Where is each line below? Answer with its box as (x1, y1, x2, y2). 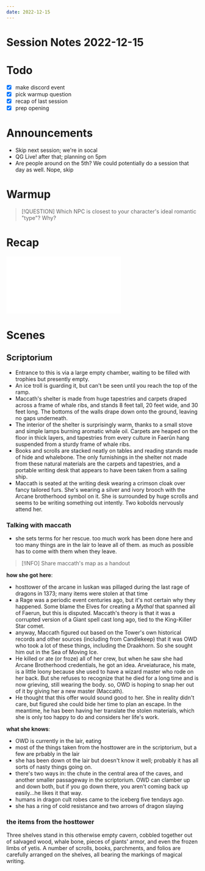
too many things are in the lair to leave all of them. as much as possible (15, 541, 194, 549)
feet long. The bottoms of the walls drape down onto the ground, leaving (15, 408, 198, 415)
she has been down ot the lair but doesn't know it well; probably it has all (15, 757, 199, 764)
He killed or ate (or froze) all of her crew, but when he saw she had (15, 655, 183, 662)
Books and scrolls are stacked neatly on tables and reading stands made (15, 447, 198, 454)
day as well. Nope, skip (15, 166, 74, 173)
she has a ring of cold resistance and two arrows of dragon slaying (15, 802, 184, 810)
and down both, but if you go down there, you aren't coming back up (15, 783, 189, 790)
